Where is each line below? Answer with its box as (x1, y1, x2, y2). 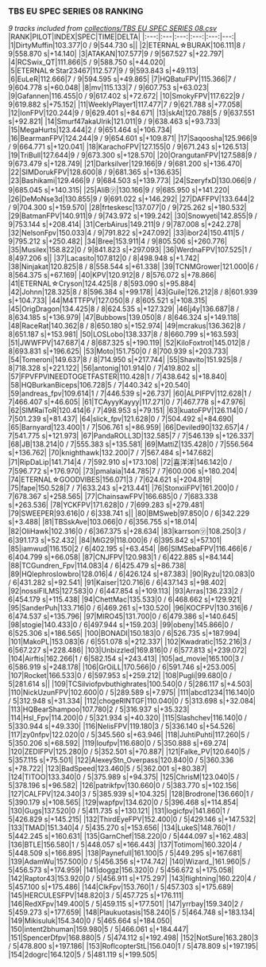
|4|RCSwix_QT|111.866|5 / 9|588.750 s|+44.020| (8, 57, 166, 67)
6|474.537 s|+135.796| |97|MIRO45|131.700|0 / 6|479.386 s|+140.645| (8, 611, 238, 622)
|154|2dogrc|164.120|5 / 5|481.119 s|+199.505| (8, 949, 157, 960)
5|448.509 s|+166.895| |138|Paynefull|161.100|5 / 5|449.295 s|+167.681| (8, 848, 243, 858)
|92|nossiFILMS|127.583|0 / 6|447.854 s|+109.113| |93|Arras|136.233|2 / (8, 587, 244, 596)
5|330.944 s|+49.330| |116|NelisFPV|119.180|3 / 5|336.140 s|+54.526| (8, 722, 236, 731)
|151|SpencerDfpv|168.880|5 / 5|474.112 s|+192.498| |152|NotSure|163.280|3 (8, 933, 259, 942)
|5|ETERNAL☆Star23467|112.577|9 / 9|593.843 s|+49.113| (8, 66, 199, 76)
